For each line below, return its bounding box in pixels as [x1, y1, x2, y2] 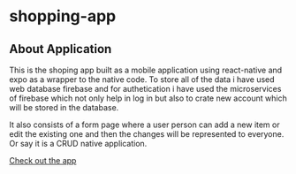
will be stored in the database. [9, 102, 119, 112]
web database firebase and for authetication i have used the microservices [9, 84, 282, 94]
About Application [9, 42, 112, 57]
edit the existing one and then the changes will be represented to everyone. [9, 129, 285, 139]
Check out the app [9, 155, 77, 165]
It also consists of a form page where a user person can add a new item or [9, 119, 280, 130]
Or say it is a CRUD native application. [9, 139, 148, 148]
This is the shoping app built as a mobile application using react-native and [9, 64, 283, 75]
